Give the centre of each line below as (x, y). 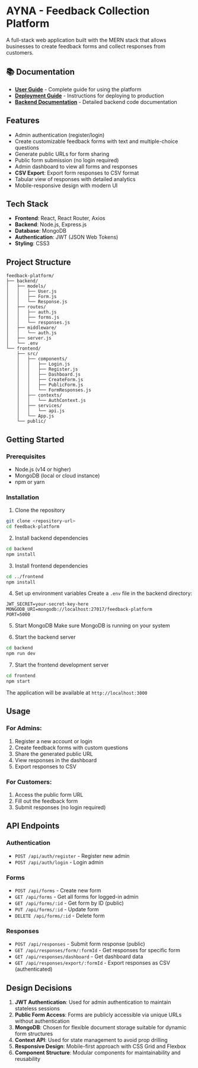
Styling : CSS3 (32, 243)
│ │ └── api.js (41, 411)
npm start (18, 682)
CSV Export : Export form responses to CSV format (77, 173)
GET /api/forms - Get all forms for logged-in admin (76, 896)
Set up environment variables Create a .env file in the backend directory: (103, 593)
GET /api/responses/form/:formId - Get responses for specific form (98, 950)
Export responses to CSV (46, 766)
